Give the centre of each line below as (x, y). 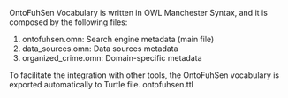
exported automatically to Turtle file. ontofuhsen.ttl (102, 84)
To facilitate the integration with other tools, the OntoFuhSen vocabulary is (144, 75)
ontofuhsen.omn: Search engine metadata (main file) (118, 39)
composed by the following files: (68, 22)
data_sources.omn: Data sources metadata (100, 49)
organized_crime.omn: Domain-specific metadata (112, 58)
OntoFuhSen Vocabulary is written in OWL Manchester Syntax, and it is (138, 13)
